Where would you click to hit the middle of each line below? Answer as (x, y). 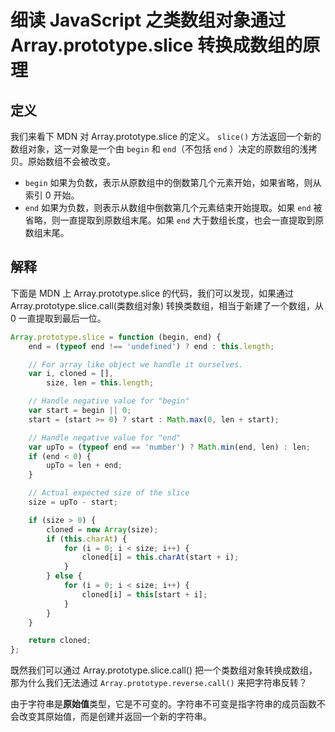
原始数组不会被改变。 (71, 161)
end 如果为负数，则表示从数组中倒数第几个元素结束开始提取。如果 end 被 (173, 207)
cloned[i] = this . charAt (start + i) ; (160, 557)
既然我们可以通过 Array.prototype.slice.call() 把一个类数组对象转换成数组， (164, 670)
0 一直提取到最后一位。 (58, 318)
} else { (64, 576)
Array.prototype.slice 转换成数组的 (156, 45)
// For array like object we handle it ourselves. (136, 364)
